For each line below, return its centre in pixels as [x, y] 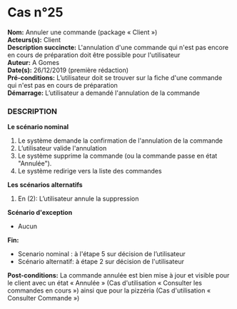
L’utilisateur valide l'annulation [62, 148]
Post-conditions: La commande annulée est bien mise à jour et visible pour [118, 275]
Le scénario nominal [38, 127]
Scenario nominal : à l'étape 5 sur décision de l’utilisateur [101, 254]
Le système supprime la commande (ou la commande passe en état [117, 156]
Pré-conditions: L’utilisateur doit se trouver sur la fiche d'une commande [115, 77]
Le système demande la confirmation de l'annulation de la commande [120, 141]
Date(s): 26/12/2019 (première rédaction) [68, 70]
